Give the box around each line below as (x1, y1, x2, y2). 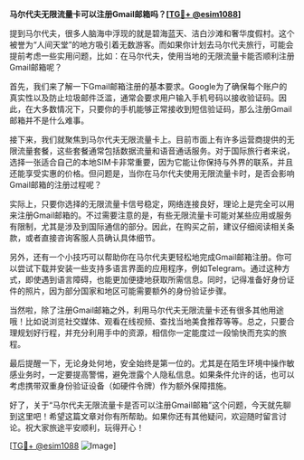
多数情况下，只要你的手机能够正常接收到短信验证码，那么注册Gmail (40, 104, 292, 114)
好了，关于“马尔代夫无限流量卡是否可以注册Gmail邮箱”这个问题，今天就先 (9, 399, 283, 410)
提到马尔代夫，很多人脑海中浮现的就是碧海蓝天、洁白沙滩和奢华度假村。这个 (9, 28, 295, 39)
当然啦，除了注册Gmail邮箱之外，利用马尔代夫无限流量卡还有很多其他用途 (9, 305, 285, 315)
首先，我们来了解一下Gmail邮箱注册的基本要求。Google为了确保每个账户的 (9, 81, 288, 91)
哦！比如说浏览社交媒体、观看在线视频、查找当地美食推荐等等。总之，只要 (9, 316, 287, 326)
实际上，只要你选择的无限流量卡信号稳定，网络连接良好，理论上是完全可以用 (9, 199, 295, 209)
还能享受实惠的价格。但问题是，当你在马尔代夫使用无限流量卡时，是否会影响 (9, 168, 295, 179)
